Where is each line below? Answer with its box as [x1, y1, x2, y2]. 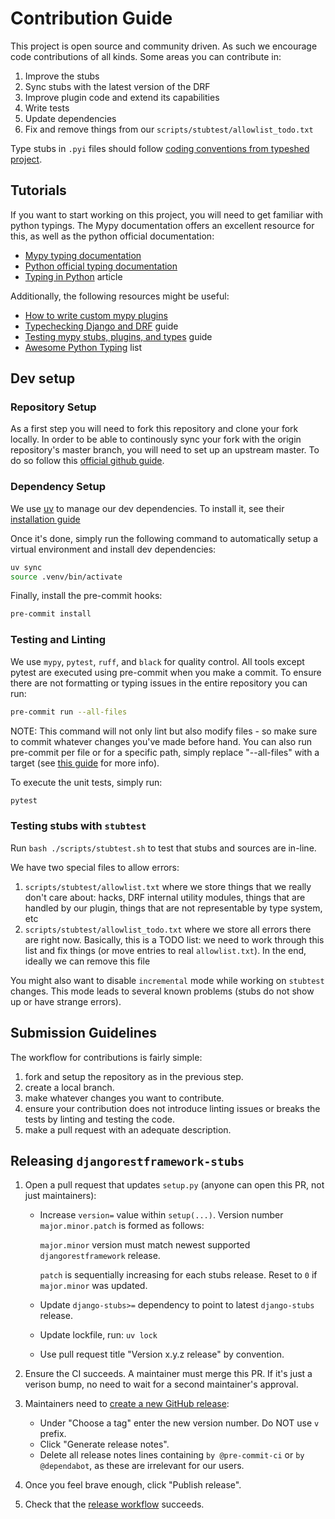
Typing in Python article [24, 270, 123, 282]
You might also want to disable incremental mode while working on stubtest [10, 974, 325, 986]
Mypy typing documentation [24, 249, 142, 261]
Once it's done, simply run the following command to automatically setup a [10, 532, 319, 544]
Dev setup [10, 370, 76, 387]
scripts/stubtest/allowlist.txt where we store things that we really [24, 880, 312, 892]
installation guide [10, 513, 81, 525]
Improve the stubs [24, 70, 100, 82]
